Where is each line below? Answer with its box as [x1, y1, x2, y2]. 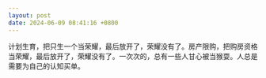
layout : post [8, 11, 51, 20]
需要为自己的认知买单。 [8, 61, 85, 71]
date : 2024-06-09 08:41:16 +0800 [8, 19, 119, 27]
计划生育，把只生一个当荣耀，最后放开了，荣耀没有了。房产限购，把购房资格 [8, 41, 258, 51]
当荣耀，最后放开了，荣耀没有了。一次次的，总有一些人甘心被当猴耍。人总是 [8, 51, 258, 61]
